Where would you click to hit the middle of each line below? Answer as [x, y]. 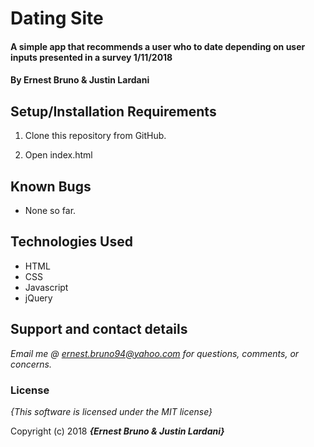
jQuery [38, 298]
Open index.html [58, 155]
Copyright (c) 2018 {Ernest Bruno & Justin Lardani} [117, 431]
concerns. [31, 364]
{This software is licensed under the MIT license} [111, 411]
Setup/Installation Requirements [113, 111]
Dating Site [57, 18]
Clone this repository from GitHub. [95, 136]
